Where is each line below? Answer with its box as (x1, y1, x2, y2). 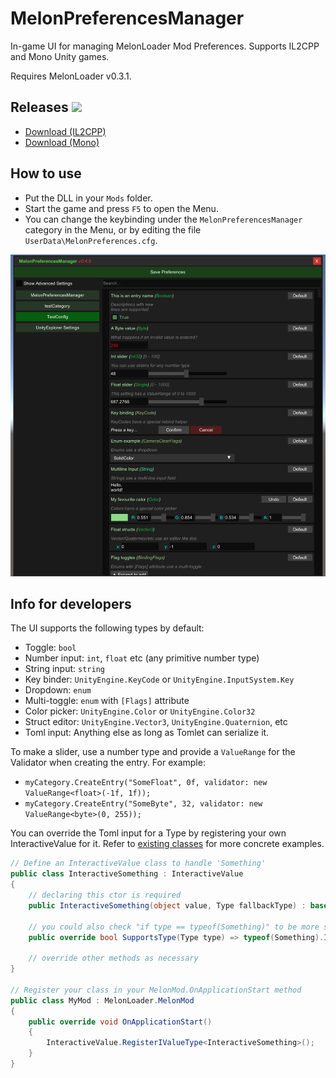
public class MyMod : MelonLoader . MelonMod (10, 995, 195, 1006)
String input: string (24, 663, 105, 675)
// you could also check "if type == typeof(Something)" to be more (28, 922, 320, 932)
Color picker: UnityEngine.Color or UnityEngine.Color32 (24, 705, 256, 717)
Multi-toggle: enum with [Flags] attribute (24, 695, 190, 707)
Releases (10, 99, 69, 116)
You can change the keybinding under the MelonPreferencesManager (24, 213, 303, 225)
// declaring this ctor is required (28, 890, 182, 901)
